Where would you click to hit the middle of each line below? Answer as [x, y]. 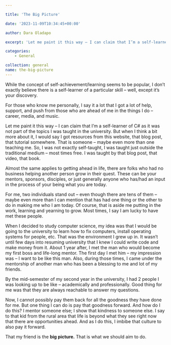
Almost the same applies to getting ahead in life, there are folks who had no [84, 168]
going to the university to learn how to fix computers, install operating [78, 231]
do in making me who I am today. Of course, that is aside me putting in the [83, 205]
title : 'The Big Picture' [33, 14]
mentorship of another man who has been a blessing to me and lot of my [81, 263]
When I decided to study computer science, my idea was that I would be [81, 226]
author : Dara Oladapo [28, 33]
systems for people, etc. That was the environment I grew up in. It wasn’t [82, 236]
